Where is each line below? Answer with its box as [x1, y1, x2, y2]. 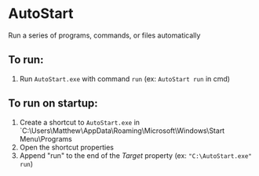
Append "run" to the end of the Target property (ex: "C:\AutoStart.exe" [19, 150, 253, 160]
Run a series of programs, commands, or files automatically [8, 31, 201, 40]
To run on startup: [8, 97, 98, 110]
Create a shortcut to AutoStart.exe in [19, 117, 140, 127]
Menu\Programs [19, 134, 72, 143]
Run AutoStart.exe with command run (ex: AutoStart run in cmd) [19, 74, 230, 83]
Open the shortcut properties [19, 142, 114, 152]
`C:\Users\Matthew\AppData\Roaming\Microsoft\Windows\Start [19, 126, 225, 135]
